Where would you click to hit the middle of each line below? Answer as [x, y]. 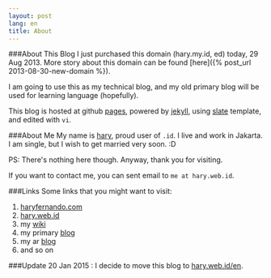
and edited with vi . [40, 120]
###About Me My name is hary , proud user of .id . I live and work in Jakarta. [135, 135]
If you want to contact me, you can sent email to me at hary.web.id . [121, 176]
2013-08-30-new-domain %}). [59, 71]
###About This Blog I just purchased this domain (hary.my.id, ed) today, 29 [133, 54]
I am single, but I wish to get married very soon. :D [92, 144]
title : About [30, 31]
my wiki [33, 225]
